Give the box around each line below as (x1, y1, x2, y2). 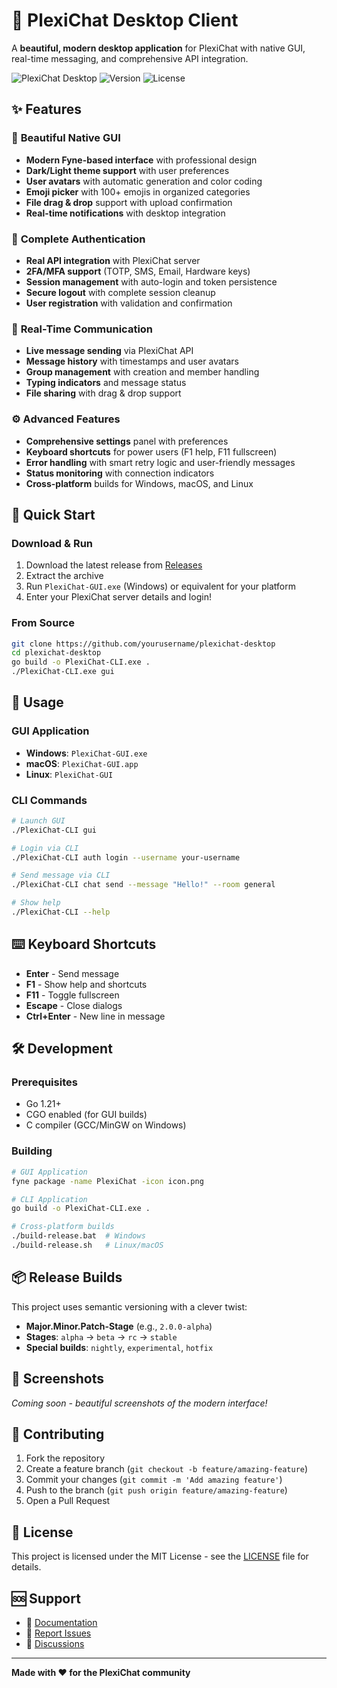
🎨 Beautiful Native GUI (11, 131, 121, 145)
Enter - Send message (25, 967, 120, 979)
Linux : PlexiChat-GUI (25, 768, 114, 780)
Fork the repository (25, 1452, 106, 1464)
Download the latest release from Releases (25, 559, 203, 571)
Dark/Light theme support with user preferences (25, 164, 230, 176)
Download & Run (11, 536, 94, 550)
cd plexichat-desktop (11, 648, 102, 658)
